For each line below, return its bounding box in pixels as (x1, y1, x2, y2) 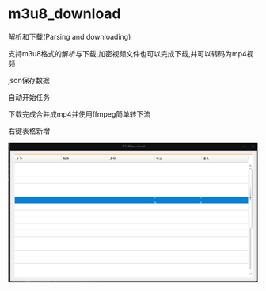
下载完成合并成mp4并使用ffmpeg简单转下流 (8, 109, 151, 119)
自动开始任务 (8, 92, 50, 101)
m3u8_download (8, 5, 121, 23)
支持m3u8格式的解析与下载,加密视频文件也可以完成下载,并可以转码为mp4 (8, 48, 247, 58)
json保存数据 (8, 75, 50, 85)
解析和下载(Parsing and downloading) (8, 32, 131, 41)
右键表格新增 (8, 126, 50, 136)
